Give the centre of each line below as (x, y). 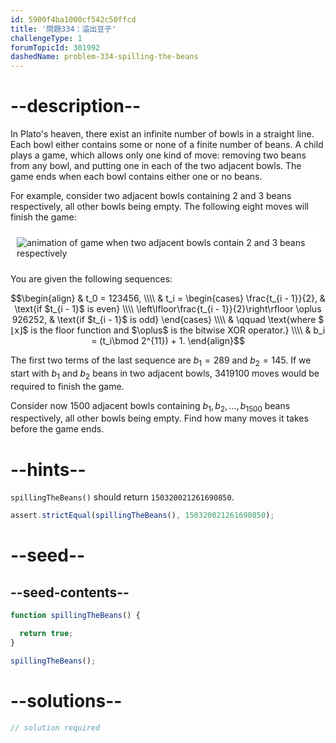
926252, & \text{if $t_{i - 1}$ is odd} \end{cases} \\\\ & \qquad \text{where (164, 320)
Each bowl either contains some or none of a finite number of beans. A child (167, 145)
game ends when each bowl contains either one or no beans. (136, 177)
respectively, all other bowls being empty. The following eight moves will (159, 207)
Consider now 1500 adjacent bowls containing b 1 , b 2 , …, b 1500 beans (150, 406)
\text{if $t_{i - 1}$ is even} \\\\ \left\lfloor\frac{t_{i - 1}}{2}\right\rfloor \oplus (168, 309)
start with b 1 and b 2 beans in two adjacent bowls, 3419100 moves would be (165, 374)
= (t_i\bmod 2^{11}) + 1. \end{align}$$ (168, 341)
